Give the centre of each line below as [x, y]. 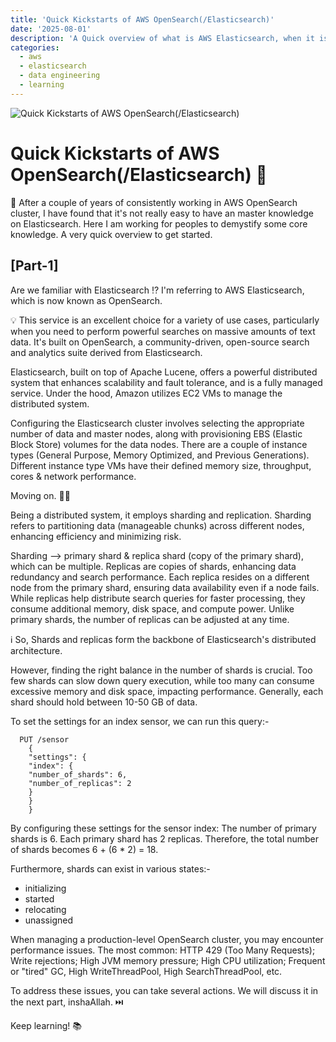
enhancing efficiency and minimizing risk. [96, 536]
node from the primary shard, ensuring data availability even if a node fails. [165, 587]
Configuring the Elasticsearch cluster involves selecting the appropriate [157, 423]
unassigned [48, 920]
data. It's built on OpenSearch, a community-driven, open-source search [160, 342]
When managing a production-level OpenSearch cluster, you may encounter [167, 939]
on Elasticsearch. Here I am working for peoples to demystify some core [159, 223]
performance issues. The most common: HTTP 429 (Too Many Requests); [163, 950]
